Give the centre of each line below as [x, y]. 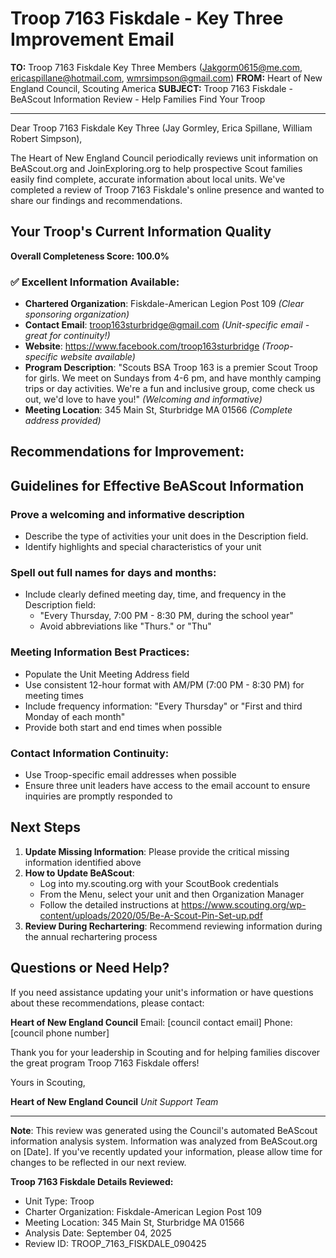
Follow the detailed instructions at [109, 904]
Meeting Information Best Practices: [100, 652]
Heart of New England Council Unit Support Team [114, 1101]
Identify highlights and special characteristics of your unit [143, 547]
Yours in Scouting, [48, 1082]
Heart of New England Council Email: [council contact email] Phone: [151, 1022]
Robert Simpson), [46, 138]
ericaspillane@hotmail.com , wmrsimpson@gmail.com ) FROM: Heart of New [166, 78]
